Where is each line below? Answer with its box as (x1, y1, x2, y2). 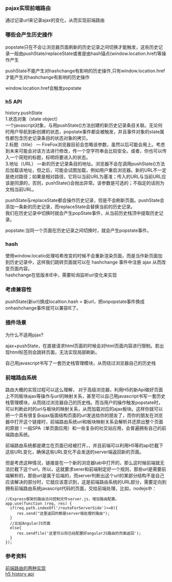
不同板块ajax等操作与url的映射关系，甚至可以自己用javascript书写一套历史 (9, 393, 165, 399)
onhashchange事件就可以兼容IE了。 (5, 305, 81, 311)
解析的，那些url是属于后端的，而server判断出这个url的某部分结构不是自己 (9, 473, 165, 479)
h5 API (5, 98, 22, 105)
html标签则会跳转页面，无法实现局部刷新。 (9, 349, 100, 355)
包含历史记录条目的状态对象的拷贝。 (14, 135, 91, 141)
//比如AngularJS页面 (10, 521, 51, 526)
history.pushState (5, 109, 42, 116)
